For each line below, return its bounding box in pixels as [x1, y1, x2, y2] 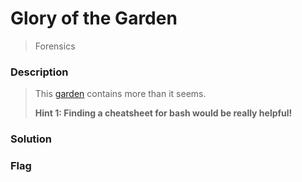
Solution [10, 132, 53, 146]
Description [10, 65, 69, 79]
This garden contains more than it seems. [34, 88, 207, 100]
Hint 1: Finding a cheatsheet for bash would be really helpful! [34, 107, 293, 119]
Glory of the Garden [10, 7, 178, 30]
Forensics [34, 40, 76, 52]
